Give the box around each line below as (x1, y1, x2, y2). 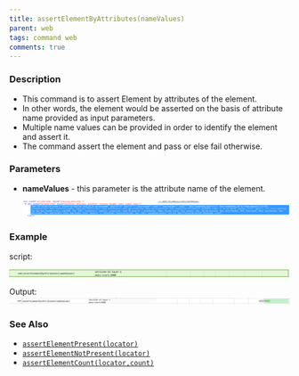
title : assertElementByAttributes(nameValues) (9, 14, 185, 23)
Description (9, 73, 61, 86)
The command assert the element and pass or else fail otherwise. (21, 141, 263, 151)
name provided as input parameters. (21, 112, 156, 123)
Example (9, 231, 48, 243)
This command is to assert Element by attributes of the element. (21, 94, 258, 104)
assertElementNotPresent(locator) (21, 349, 150, 358)
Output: (9, 286, 37, 297)
